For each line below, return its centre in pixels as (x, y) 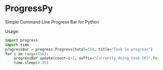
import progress (21, 40)
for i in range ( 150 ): (27, 54)
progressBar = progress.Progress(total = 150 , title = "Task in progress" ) (79, 49)
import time (17, 45)
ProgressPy (29, 9)
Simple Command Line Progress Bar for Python (52, 22)
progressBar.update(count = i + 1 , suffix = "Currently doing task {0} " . (83, 58)
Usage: (12, 31)
